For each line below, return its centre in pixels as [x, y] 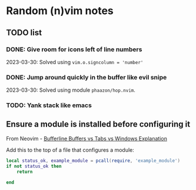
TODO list [24, 33]
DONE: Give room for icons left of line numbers [74, 49]
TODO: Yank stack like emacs [49, 105]
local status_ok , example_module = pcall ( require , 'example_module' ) [93, 161]
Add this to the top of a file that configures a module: [70, 150]
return [25, 172]
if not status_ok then [34, 166]
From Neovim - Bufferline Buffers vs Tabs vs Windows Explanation [87, 138]
